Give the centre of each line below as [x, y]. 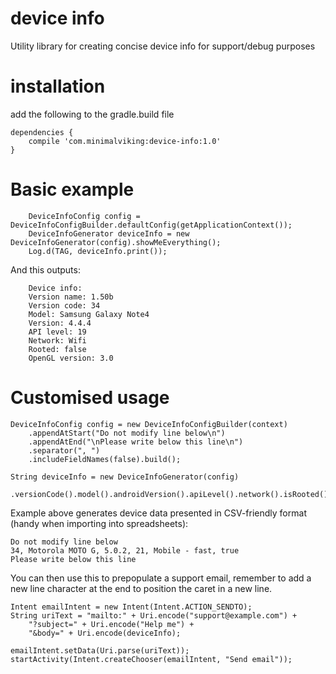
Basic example [72, 189]
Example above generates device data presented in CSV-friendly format [158, 513]
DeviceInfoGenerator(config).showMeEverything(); [116, 242]
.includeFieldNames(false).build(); [105, 459]
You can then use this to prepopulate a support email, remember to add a [161, 578]
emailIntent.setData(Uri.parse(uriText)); [100, 650]
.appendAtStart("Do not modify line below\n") [127, 433]
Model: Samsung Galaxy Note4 [89, 314]
